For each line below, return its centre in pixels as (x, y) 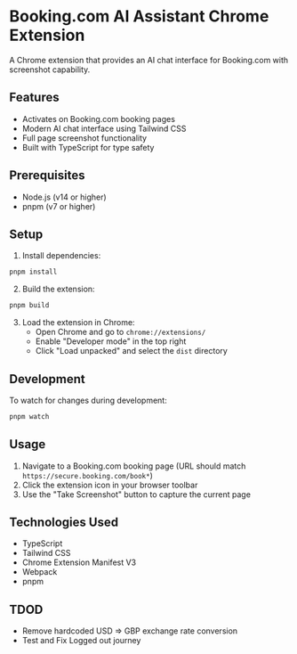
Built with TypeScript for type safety (88, 147)
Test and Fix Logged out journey (81, 641)
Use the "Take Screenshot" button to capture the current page (136, 494)
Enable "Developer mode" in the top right (111, 341)
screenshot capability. (50, 69)
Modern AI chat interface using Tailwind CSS (104, 128)
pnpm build (29, 306)
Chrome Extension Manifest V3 (79, 562)
